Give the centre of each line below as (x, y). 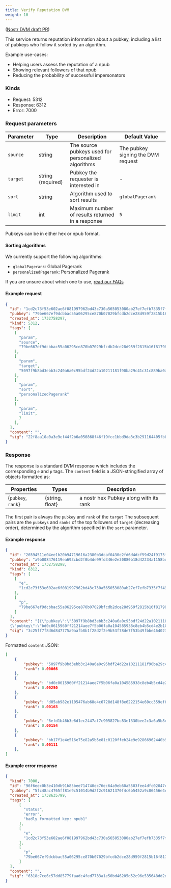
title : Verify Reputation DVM (37, 10)
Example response (25, 539)
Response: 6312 (30, 105)
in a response (86, 221)
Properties (24, 489)
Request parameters (31, 123)
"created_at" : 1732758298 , (38, 564)
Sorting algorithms (25, 245)
